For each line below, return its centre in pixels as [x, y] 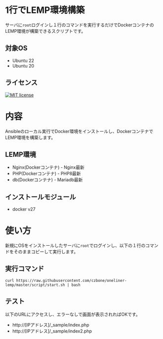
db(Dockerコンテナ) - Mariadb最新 [47, 180]
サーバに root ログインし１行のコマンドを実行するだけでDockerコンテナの [80, 25]
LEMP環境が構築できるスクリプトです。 [45, 31]
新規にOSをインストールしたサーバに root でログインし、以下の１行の [75, 246]
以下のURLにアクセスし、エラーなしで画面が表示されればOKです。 [73, 314]
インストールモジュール [41, 197]
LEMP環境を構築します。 [30, 137]
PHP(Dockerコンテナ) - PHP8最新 [46, 174]
